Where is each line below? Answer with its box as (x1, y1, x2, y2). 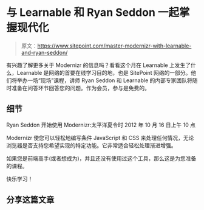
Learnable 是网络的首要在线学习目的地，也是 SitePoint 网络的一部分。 (16, 69, 191, 76)
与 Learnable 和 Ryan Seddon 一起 (6, 5, 179, 19)
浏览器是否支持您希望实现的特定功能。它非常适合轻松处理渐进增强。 (6, 141, 177, 149)
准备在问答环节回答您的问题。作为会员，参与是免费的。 (11, 84, 150, 91)
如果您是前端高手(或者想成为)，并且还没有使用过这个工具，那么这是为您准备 (6, 155, 197, 162)
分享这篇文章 (6, 195, 55, 205)
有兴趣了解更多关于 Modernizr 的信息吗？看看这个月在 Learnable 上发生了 (6, 61, 191, 69)
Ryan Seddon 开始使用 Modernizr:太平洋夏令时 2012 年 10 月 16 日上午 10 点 (6, 121, 196, 128)
